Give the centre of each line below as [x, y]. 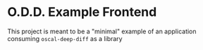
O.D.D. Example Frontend [82, 12]
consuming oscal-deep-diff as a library [65, 38]
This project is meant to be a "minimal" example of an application [102, 31]
